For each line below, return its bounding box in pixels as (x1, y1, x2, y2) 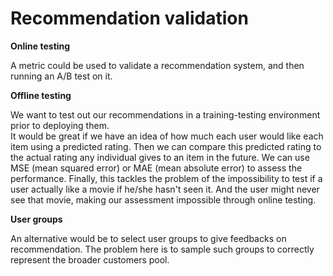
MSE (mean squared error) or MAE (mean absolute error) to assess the (10, 162, 303, 174)
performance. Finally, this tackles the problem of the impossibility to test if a (10, 172, 323, 184)
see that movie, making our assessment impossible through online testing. (10, 193, 317, 206)
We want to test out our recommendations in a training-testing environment (10, 108, 321, 121)
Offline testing (10, 89, 72, 101)
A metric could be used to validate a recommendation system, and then (10, 59, 305, 71)
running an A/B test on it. (10, 70, 113, 82)
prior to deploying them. (10, 119, 110, 131)
